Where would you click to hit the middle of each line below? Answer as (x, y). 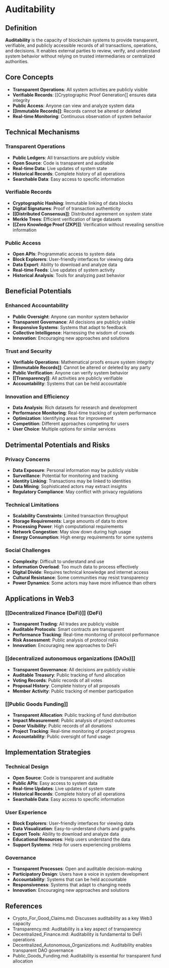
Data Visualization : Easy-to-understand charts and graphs (74, 828)
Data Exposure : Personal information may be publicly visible (75, 470)
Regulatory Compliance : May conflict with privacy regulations (77, 492)
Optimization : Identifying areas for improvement (63, 418)
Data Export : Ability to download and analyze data (65, 265)
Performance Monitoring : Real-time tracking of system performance (84, 413)
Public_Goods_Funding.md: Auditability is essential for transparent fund (87, 956)
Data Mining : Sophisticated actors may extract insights (70, 487)
